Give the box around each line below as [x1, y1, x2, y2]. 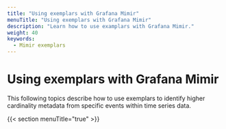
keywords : [7, 36, 36, 43]
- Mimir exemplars [13, 42, 66, 49]
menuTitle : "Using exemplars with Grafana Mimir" [7, 16, 152, 23]
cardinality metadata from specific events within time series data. [7, 101, 192, 110]
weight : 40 [7, 29, 38, 36]
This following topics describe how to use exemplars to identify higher [7, 94, 205, 102]
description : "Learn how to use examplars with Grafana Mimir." [7, 23, 194, 30]
